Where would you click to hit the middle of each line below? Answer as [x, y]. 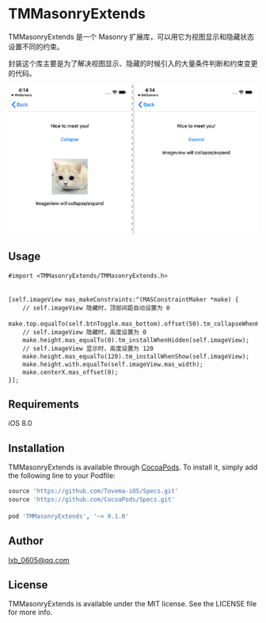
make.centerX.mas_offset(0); [70, 372]
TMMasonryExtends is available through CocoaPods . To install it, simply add [133, 467]
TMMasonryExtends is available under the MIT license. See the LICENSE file [133, 604]
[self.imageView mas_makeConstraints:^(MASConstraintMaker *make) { [123, 299]
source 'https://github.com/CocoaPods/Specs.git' [92, 500]
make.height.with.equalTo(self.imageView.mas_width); [113, 364]
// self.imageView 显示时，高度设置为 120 [88, 348]
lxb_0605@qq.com [39, 560]
